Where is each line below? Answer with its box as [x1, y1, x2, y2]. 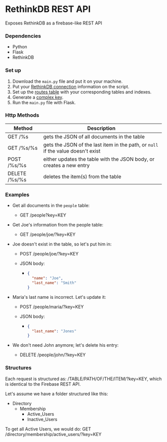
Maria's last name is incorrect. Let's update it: [12, 294, 106, 300]
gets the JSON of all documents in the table [43, 133, 145, 140]
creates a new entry [43, 162, 90, 169]
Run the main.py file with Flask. [12, 99, 76, 105]
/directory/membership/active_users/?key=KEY [5, 431, 102, 437]
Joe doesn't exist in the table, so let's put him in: [12, 241, 112, 247]
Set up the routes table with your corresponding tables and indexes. [12, 89, 152, 95]
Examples [5, 191, 30, 198]
